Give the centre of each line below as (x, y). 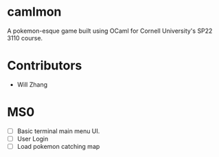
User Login (33, 139)
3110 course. (25, 38)
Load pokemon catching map (58, 146)
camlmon (34, 12)
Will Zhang (32, 84)
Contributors (45, 66)
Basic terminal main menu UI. (58, 131)
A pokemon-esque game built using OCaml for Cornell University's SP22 (110, 31)
